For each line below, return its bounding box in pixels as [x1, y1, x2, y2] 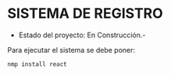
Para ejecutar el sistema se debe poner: [7, 45, 136, 54]
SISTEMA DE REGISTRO [7, 5, 163, 22]
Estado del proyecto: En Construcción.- [18, 30, 146, 40]
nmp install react [7, 60, 67, 68]
